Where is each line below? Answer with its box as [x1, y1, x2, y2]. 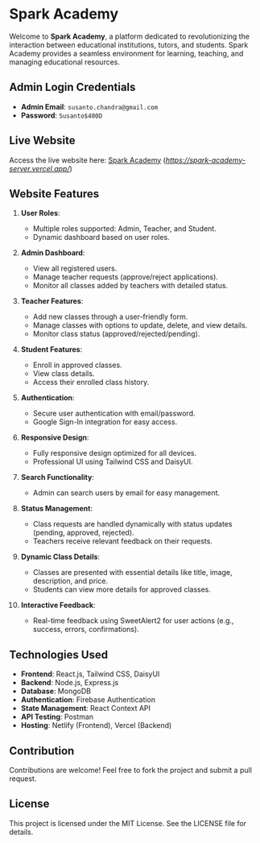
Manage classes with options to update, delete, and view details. [32, 320, 248, 330]
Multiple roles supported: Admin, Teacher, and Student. [32, 224, 217, 233]
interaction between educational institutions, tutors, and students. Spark [9, 39, 249, 49]
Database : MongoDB [20, 686, 92, 696]
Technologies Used [9, 647, 108, 661]
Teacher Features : [20, 296, 84, 306]
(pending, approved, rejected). [32, 528, 135, 538]
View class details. [32, 369, 95, 378]
